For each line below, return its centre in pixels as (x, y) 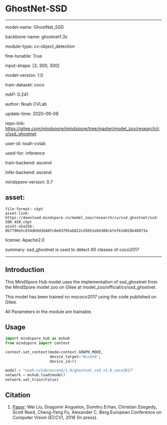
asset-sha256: (20, 226)
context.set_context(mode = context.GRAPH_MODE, (54, 352)
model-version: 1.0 (24, 75)
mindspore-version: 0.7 (29, 182)
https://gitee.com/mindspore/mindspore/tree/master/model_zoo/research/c (83, 128)
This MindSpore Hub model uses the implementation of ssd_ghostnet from (81, 282)
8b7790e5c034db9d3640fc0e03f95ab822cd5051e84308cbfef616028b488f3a (77, 231)
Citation (18, 395)
